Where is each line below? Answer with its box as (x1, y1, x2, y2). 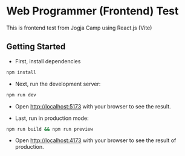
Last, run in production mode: (15, 114, 89, 122)
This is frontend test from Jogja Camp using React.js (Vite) (6, 24, 152, 31)
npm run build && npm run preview (6, 126, 94, 132)
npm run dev (6, 92, 36, 98)
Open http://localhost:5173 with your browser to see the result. (15, 102, 171, 110)
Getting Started (6, 42, 66, 52)
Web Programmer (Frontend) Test (6, 4, 179, 18)
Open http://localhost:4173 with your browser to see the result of (15, 137, 177, 144)
